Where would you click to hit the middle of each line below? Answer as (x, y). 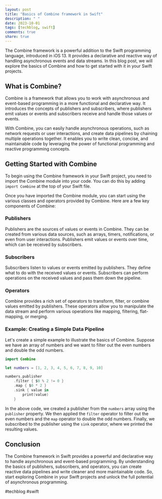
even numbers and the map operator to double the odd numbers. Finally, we (80, 419)
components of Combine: (30, 206)
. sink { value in (31, 390)
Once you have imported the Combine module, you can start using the (75, 195)
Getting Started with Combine (51, 164)
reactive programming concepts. (38, 149)
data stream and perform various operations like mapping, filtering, (72, 311)
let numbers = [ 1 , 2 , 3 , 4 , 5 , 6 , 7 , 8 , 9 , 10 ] (54, 368)
